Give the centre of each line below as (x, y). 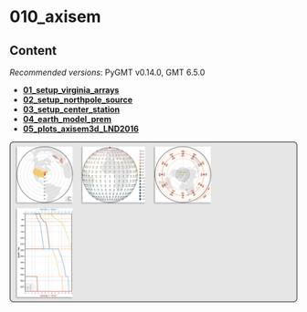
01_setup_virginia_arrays (71, 90)
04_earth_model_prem (67, 119)
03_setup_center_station (71, 109)
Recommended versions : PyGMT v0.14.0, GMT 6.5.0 (107, 72)
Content (33, 51)
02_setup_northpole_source (78, 99)
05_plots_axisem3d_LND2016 (81, 129)
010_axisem (55, 17)
